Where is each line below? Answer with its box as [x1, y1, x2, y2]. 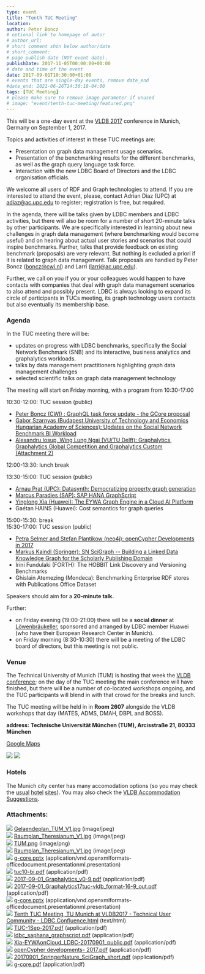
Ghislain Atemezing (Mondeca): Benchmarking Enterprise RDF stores [15, 574, 190, 581]
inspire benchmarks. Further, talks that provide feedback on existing [6, 243, 179, 251]
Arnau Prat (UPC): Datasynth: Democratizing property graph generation [15, 485, 196, 492]
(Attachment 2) [15, 449, 54, 456]
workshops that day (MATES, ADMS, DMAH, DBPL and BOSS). [6, 710, 164, 717]
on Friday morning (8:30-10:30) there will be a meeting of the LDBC [15, 636, 185, 643]
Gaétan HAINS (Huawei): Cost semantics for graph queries [15, 504, 163, 512]
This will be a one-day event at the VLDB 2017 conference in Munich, [6, 117, 181, 125]
